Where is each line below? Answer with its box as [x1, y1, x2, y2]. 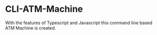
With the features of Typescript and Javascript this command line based [5, 20, 153, 26]
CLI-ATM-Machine [5, 3, 83, 15]
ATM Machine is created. [5, 25, 56, 31]
